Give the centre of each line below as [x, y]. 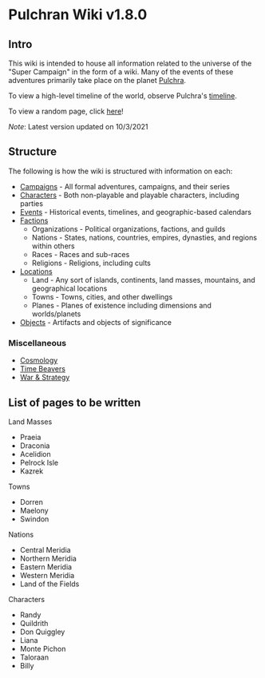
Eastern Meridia [46, 567]
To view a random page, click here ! [66, 111]
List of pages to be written [75, 402]
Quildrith [34, 623]
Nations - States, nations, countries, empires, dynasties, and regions [144, 237]
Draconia [35, 446]
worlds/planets [56, 314]
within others [53, 246]
